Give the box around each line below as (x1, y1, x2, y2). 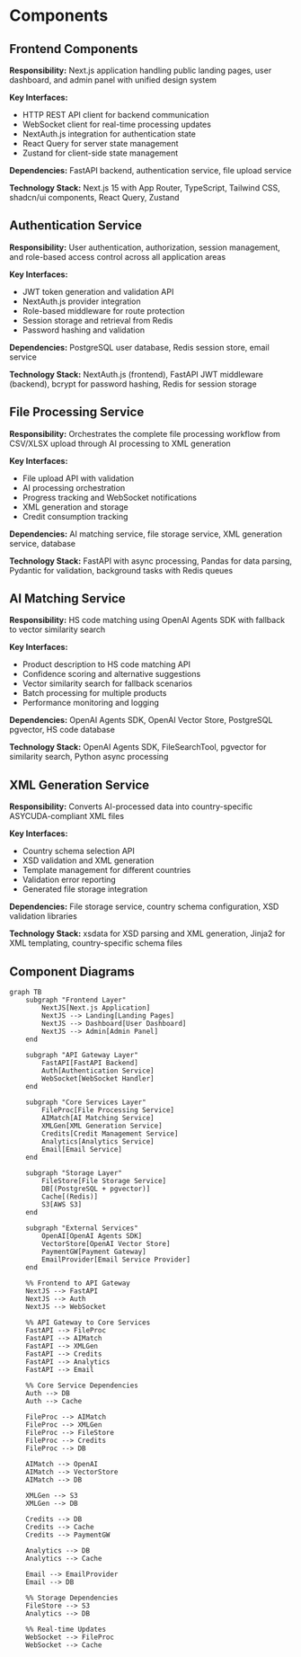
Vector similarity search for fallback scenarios (22, 678, 193, 689)
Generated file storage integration (22, 884, 148, 895)
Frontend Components (9, 41, 138, 57)
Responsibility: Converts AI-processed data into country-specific (9, 801, 253, 812)
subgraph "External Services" (25, 1224, 139, 1233)
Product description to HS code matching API (22, 659, 191, 670)
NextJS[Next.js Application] (41, 1003, 151, 1012)
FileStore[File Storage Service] (41, 1177, 167, 1186)
